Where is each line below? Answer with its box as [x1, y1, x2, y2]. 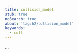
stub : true [5, 12, 28, 17]
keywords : [5, 26, 26, 31]
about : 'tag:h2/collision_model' [5, 21, 74, 26]
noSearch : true [5, 16, 37, 21]
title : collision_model [5, 7, 54, 12]
